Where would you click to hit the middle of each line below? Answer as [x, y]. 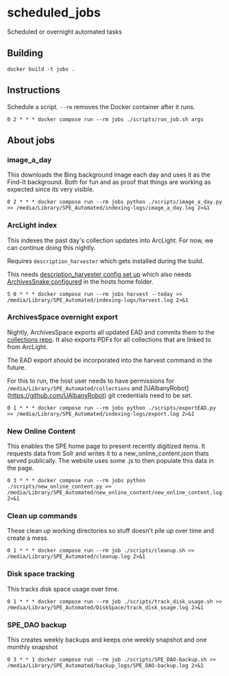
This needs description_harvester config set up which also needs [99, 274]
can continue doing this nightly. [51, 247]
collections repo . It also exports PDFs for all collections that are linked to [109, 339]
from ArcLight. [27, 347]
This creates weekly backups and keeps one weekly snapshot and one [107, 640]
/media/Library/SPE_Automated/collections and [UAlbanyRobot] [98, 388]
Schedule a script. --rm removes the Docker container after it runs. [101, 106]
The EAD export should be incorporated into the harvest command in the [110, 360]
